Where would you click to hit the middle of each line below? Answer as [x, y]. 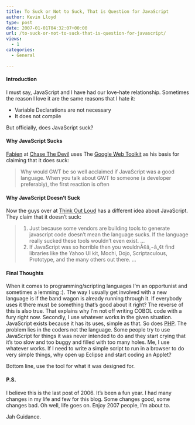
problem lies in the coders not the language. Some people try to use [88, 330]
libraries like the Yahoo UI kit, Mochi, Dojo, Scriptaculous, [98, 253]
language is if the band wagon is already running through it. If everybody [94, 299]
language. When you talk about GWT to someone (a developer [96, 178]
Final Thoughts [25, 273]
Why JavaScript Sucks [34, 141]
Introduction [21, 79]
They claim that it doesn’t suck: [44, 217]
